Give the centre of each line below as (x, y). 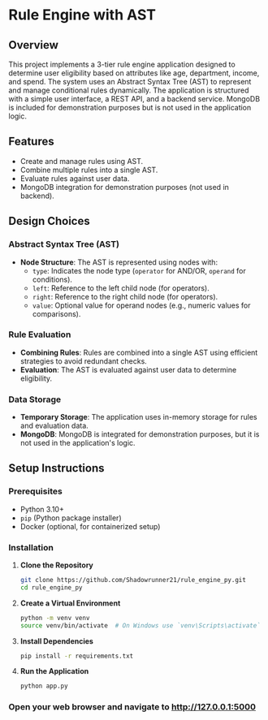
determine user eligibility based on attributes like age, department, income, (134, 73)
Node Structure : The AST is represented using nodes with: (119, 262)
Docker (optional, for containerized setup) (90, 526)
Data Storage (35, 399)
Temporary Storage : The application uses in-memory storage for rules (138, 417)
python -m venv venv (55, 618)
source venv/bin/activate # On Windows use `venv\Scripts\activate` (140, 625)
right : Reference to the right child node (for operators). (125, 296)
